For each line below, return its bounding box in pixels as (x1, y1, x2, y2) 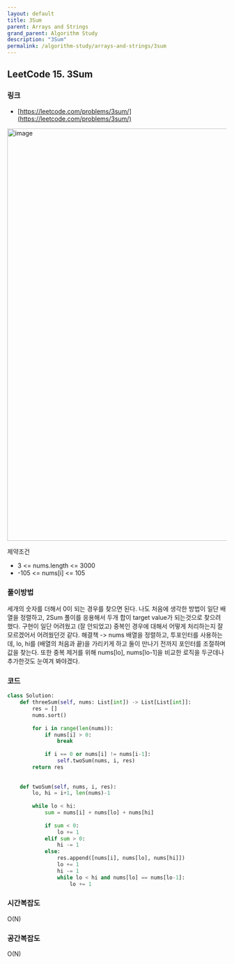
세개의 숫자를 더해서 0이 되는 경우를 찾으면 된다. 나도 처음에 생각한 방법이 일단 (7, 605, 219, 613)
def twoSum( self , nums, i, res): (19, 783, 117, 790)
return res (32, 764, 64, 771)
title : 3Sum (7, 17, 42, 24)
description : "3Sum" (7, 36, 68, 43)
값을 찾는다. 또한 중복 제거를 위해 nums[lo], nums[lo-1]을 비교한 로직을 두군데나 (7, 648, 224, 656)
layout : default (7, 10, 54, 17)
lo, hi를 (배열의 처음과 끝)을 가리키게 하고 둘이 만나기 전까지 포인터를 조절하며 (16, 639, 226, 648)
